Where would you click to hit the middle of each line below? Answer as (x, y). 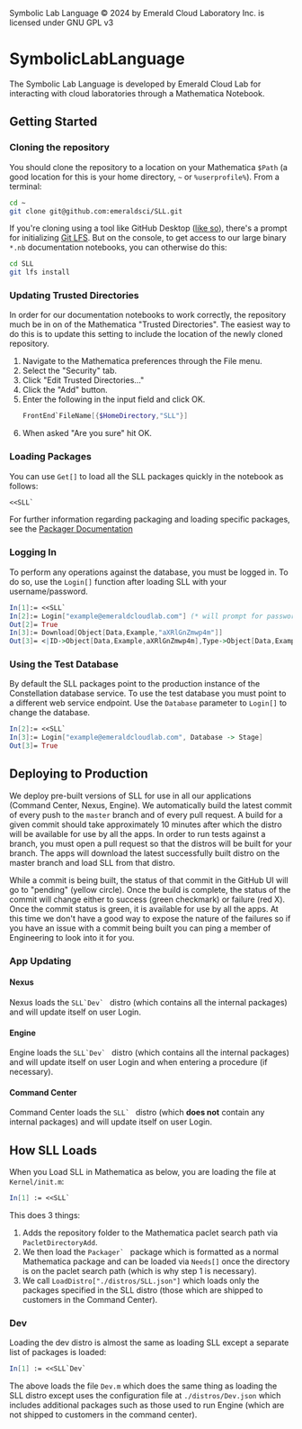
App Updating (40, 960)
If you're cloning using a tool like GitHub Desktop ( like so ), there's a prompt (148, 228)
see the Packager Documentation (71, 529)
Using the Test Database (64, 664)
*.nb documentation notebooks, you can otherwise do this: (118, 248)
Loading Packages (50, 457)
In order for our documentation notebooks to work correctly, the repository (148, 315)
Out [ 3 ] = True (34, 746)
